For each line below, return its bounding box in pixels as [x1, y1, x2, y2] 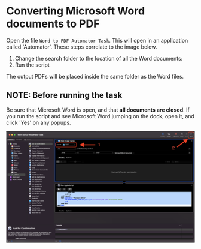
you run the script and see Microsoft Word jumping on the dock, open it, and [6, 112, 194, 119]
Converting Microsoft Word [6, 4, 145, 18]
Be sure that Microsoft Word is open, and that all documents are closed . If [6, 106, 190, 113]
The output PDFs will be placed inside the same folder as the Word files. [6, 73, 184, 80]
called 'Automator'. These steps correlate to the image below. [6, 43, 157, 50]
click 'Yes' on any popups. [6, 119, 71, 126]
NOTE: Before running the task [6, 90, 123, 100]
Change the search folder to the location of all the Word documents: [14, 55, 183, 62]
